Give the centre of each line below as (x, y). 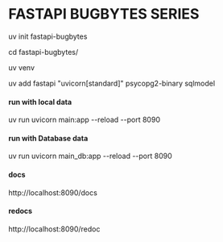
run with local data (40, 102)
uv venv (21, 67)
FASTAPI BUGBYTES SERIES (104, 14)
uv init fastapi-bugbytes (48, 36)
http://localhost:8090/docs (53, 192)
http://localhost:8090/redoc (54, 229)
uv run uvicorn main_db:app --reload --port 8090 (90, 156)
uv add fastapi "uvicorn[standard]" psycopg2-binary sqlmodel (112, 83)
